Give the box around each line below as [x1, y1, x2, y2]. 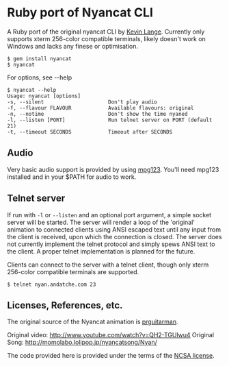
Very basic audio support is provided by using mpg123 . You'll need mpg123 [7, 165, 219, 173]
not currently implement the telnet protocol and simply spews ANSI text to [7, 240, 215, 248]
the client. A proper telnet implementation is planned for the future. [7, 247, 196, 255]
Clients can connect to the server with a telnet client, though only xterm [7, 260, 209, 269]
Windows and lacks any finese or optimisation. [7, 42, 139, 50]
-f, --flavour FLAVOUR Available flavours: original [7, 104, 194, 111]
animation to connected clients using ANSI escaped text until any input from [7, 225, 221, 234]
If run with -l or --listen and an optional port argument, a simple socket [7, 210, 212, 219]
